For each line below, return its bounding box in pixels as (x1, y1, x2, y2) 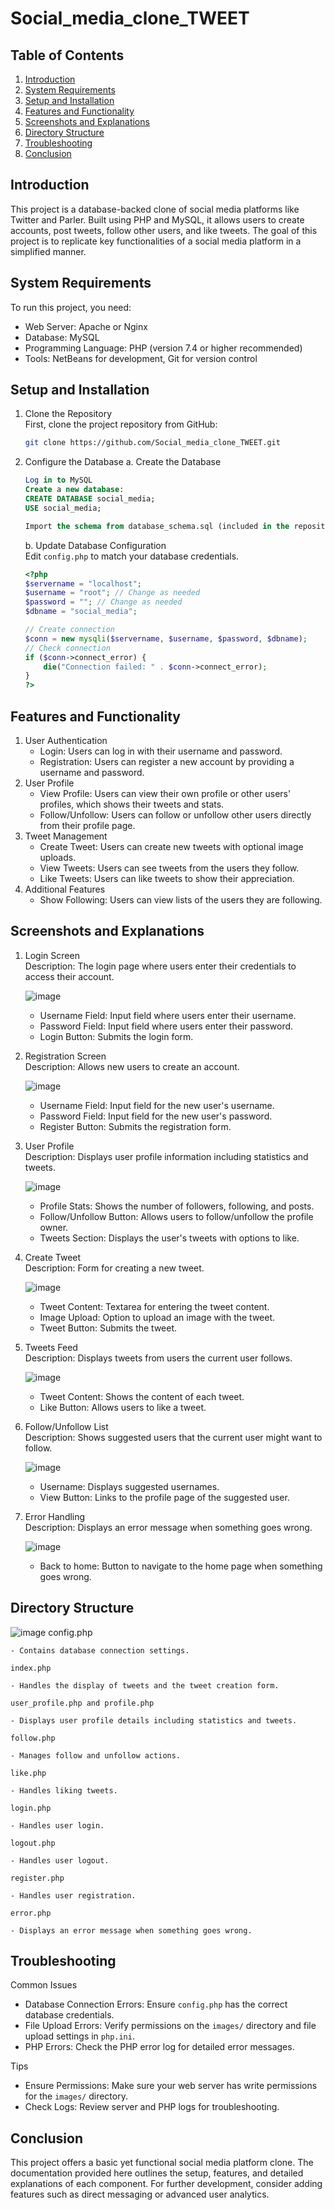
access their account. (24, 970, 115, 982)
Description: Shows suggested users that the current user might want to (24, 1431, 323, 1443)
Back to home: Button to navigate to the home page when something (39, 1560, 323, 1572)
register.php (10, 1873, 65, 1883)
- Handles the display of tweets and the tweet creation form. (10, 1680, 280, 1691)
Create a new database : (24, 485, 125, 495)
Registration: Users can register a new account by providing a (39, 756, 295, 767)
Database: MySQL (24, 331, 100, 343)
